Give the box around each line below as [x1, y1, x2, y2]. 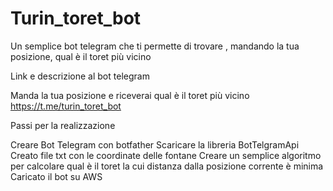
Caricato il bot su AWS [10, 170, 103, 182]
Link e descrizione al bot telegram [10, 70, 150, 82]
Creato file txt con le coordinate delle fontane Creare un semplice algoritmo [10, 149, 322, 161]
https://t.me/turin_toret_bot [10, 100, 122, 112]
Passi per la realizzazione [10, 119, 116, 131]
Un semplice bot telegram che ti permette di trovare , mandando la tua [10, 40, 300, 52]
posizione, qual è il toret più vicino [10, 50, 152, 62]
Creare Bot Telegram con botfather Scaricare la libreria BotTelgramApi [10, 138, 300, 151]
